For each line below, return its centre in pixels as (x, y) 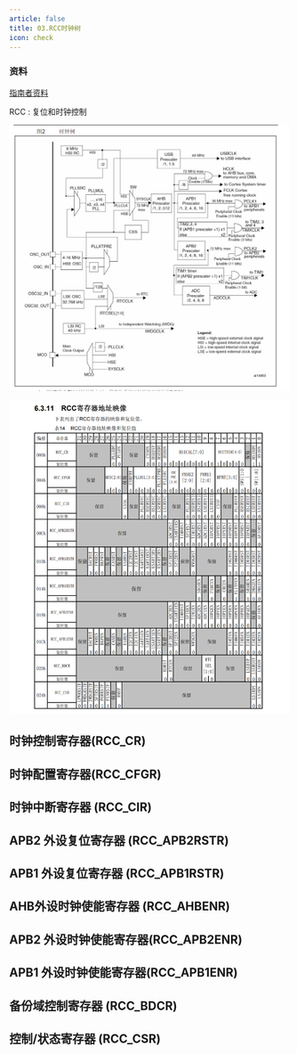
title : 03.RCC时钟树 (45, 28)
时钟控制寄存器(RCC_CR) (78, 741)
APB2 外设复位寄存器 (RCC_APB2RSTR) (119, 841)
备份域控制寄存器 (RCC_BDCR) (93, 1005)
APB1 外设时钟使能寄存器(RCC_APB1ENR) (124, 972)
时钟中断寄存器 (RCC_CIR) (81, 808)
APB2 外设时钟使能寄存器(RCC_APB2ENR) (126, 940)
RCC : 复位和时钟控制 (48, 111)
